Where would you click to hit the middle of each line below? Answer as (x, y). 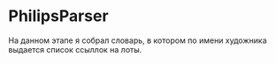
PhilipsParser (58, 16)
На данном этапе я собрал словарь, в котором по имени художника (138, 40)
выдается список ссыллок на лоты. (75, 49)
